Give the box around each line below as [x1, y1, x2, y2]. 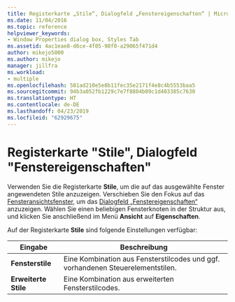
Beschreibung [120, 242, 168, 252]
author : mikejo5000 [7, 50, 64, 57]
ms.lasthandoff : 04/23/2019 [7, 108, 90, 115]
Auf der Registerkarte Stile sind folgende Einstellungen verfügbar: [7, 225, 198, 234]
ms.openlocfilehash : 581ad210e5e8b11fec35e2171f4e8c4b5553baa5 [7, 82, 196, 89]
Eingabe [20, 242, 48, 252]
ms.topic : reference [7, 23, 68, 30]
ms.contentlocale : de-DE [7, 101, 80, 108]
